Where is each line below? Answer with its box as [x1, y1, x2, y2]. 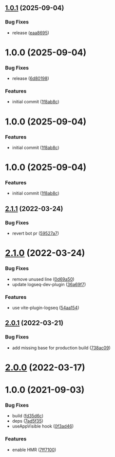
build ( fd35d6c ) [12, 413, 44, 419]
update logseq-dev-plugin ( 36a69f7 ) [12, 281, 86, 287]
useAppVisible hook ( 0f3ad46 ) [12, 423, 74, 429]
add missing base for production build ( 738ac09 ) [12, 345, 111, 351]
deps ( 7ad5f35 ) [12, 418, 43, 424]
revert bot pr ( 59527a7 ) [12, 230, 59, 237]
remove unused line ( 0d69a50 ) [12, 276, 75, 282]
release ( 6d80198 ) [12, 75, 50, 81]
